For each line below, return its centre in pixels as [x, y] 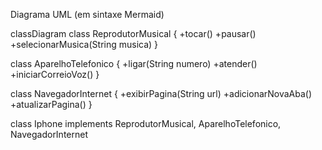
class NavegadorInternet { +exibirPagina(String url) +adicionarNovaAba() [161, 93]
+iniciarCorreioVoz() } [55, 74]
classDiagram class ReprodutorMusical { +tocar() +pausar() [133, 33]
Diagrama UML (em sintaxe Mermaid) [87, 14]
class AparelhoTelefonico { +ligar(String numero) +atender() [134, 63]
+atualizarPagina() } [51, 104]
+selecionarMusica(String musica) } [84, 44]
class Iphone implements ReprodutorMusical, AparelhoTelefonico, [146, 123]
